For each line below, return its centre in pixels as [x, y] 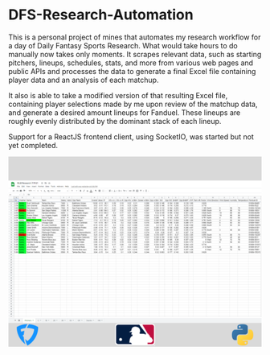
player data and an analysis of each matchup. [84, 80]
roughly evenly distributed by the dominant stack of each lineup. [115, 121]
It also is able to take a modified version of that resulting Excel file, [118, 95]
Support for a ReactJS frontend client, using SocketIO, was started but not [131, 136]
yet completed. [33, 145]
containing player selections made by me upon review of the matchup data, [133, 104]
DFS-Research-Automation [101, 15]
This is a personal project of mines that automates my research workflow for [135, 37]
